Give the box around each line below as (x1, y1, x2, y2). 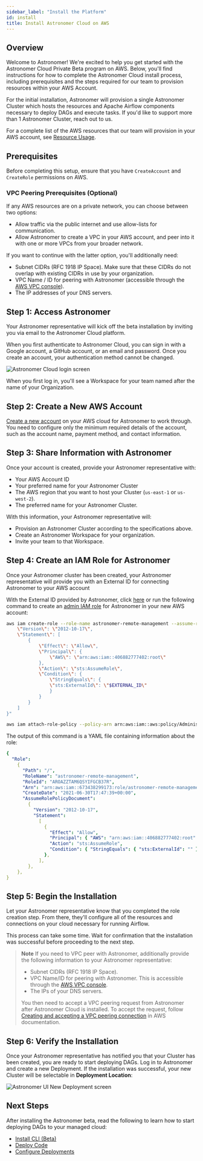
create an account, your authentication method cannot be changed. (6, 354, 175, 361)
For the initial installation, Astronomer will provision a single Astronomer (6, 96, 184, 104)
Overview (6, 42, 44, 53)
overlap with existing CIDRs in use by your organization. (14, 270, 154, 277)
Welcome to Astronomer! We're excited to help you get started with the (6, 59, 183, 66)
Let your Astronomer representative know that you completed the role (6, 907, 180, 915)
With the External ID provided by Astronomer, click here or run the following (6, 596, 195, 603)
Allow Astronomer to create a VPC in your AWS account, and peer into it (14, 234, 195, 241)
